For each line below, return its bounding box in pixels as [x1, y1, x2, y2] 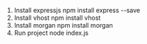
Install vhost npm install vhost [13, 13, 101, 22]
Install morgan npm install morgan [13, 21, 113, 29]
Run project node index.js [13, 28, 89, 37]
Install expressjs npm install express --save [13, 6, 141, 14]
